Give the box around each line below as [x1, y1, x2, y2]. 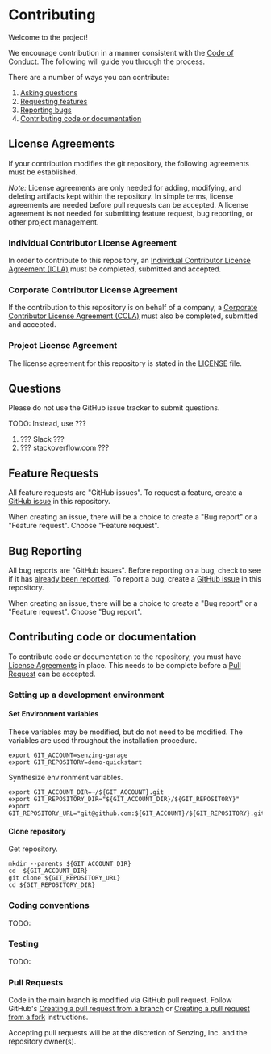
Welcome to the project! [8, 32, 89, 42]
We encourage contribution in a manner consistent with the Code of [8, 48, 234, 57]
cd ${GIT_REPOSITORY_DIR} [8, 881, 95, 889]
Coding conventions [8, 900, 90, 911]
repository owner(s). [8, 1036, 77, 1047]
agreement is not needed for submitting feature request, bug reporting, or [8, 208, 253, 218]
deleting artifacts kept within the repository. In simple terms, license [8, 191, 234, 201]
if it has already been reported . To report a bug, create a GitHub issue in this [8, 574, 262, 584]
